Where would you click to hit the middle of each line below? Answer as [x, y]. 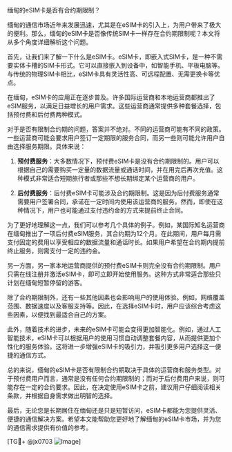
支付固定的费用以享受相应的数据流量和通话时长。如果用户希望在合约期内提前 [116, 242]
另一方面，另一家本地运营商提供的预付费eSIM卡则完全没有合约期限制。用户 [114, 265]
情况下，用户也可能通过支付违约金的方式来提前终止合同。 [105, 210]
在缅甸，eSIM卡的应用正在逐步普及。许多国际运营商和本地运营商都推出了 [111, 97]
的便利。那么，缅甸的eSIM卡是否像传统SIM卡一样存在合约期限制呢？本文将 [114, 33]
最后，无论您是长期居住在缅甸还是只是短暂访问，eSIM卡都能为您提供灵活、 [114, 410]
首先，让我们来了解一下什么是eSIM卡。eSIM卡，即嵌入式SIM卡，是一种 [109, 57]
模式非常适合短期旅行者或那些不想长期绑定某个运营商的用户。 [111, 178]
